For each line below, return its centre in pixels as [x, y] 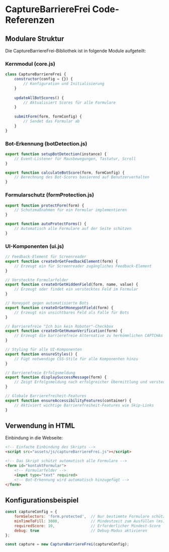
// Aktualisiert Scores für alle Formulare [69, 103]
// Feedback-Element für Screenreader [46, 257]
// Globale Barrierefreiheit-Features [46, 396]
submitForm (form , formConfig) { [48, 117]
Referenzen [30, 20]
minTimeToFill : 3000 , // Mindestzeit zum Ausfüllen [84, 521]
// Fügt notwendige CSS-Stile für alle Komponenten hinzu [76, 359]
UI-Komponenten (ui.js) [35, 246]
